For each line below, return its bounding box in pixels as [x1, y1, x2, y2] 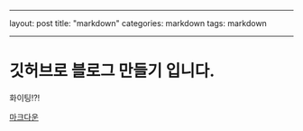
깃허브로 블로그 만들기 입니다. [9, 61, 216, 81]
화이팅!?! [9, 92, 41, 103]
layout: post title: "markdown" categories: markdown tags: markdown [9, 18, 268, 28]
